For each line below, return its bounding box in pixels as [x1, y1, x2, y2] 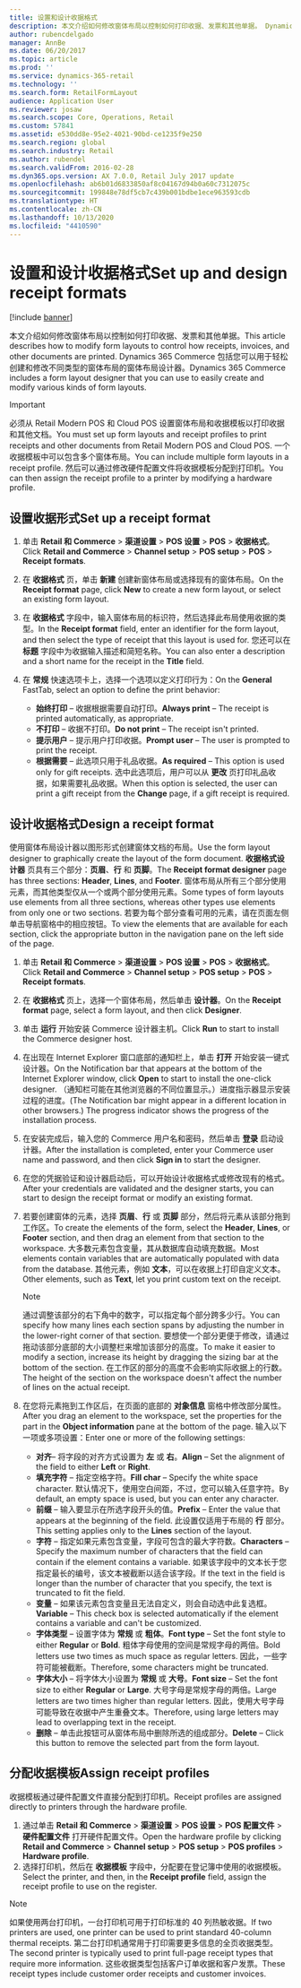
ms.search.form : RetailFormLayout [9, 88, 139, 97]
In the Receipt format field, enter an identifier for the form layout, [38, 624, 279, 635]
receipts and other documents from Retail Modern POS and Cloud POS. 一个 [9, 440, 291, 451]
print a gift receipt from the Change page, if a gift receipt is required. [35, 788, 290, 799]
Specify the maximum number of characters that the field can [35, 1546, 263, 1557]
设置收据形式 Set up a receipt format [9, 510, 211, 525]
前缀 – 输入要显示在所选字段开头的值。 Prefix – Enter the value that [35, 1504, 280, 1515]
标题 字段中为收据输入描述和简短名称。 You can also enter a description [21, 646, 286, 657]
